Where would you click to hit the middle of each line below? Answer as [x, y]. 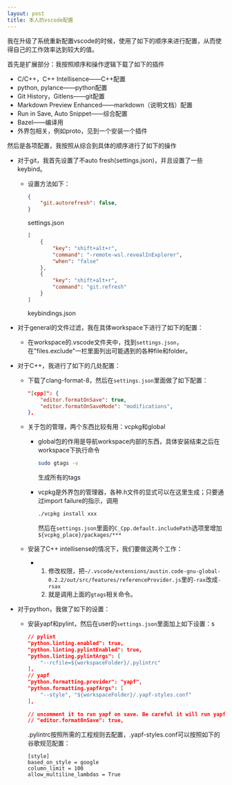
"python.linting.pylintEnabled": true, [85, 650]
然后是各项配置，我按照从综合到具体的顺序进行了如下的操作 [92, 145]
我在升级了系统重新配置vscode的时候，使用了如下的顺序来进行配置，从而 [112, 41]
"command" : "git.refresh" [89, 287]
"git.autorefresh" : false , [79, 203]
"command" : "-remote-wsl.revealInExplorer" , [117, 255]
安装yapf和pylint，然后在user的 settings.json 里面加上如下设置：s [121, 624]
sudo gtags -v [58, 464]
